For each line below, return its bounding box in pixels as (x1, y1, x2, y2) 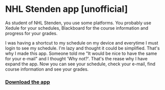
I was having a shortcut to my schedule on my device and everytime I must (5, 40, 159, 45)
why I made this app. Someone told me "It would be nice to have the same (5, 50, 158, 56)
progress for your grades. (5, 30, 58, 36)
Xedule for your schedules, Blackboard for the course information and (5, 25, 149, 31)
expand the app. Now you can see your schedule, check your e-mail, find (5, 61, 156, 67)
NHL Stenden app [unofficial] (5, 3, 128, 15)
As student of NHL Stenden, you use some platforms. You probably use (5, 20, 152, 26)
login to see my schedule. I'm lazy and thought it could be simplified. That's (5, 45, 160, 51)
